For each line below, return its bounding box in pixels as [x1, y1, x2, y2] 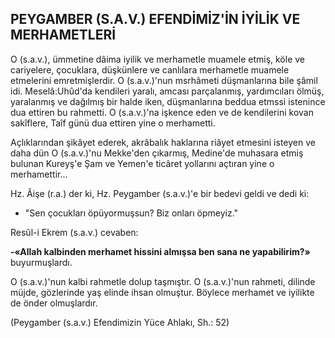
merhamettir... [10, 168, 68, 180]
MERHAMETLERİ [10, 27, 117, 44]
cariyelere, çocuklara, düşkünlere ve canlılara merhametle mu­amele [10, 63, 290, 76]
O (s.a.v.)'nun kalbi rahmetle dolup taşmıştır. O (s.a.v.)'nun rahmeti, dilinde [10, 275, 316, 287]
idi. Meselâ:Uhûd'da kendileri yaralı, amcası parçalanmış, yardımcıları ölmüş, [10, 85, 325, 97]
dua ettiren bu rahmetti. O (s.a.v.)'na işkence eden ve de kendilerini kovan [10, 106, 314, 118]
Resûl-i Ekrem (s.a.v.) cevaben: [10, 226, 139, 238]
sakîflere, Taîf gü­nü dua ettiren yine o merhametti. [10, 117, 216, 129]
